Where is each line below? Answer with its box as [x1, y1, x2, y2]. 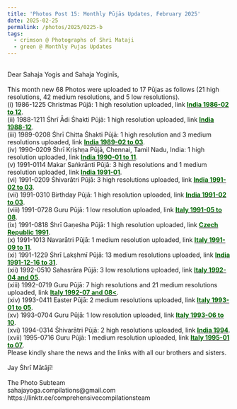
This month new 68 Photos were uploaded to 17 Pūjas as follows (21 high [7, 86, 219, 93]
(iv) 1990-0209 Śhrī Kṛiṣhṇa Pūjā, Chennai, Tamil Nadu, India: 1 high [7, 146, 205, 154]
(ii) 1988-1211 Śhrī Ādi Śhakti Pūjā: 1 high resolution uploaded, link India [7, 115, 214, 124]
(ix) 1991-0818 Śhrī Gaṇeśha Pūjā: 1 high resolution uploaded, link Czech [7, 221, 219, 229]
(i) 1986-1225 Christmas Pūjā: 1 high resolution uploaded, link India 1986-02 [7, 100, 229, 108]
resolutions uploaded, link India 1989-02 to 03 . [7, 138, 145, 146]
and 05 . [17, 273, 40, 282]
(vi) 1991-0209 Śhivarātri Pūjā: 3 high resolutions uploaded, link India [7, 175, 209, 184]
